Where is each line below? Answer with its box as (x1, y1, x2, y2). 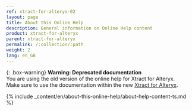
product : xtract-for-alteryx (6, 31, 78, 37)
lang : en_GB (6, 53, 36, 58)
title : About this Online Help (6, 19, 84, 25)
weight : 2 (6, 47, 31, 53)
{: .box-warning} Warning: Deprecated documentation (6, 68, 142, 76)
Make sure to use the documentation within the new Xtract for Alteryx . (6, 81, 178, 89)
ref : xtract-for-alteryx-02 (6, 8, 76, 15)
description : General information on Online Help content (6, 25, 153, 31)
